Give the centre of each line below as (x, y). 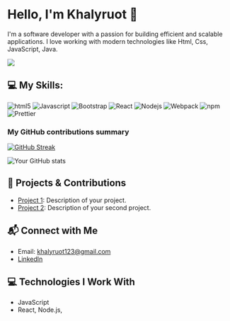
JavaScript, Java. (33, 49)
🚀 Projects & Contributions (67, 183)
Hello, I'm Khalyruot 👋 (73, 14)
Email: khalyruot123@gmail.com (64, 251)
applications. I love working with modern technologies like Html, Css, (108, 41)
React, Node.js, (40, 310)
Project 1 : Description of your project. (72, 200)
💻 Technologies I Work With (71, 282)
